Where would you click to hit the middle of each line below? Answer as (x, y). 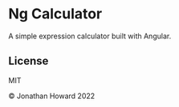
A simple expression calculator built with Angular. (90, 36)
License (28, 61)
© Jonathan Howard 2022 (52, 96)
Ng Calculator (55, 14)
